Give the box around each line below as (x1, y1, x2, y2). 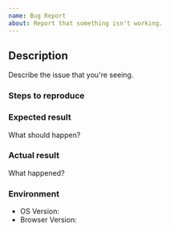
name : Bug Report (8, 11, 67, 20)
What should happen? (8, 130, 81, 140)
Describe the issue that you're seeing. (8, 70, 134, 80)
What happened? (8, 168, 66, 177)
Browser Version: (19, 215, 78, 225)
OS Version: (19, 206, 60, 217)
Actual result (8, 150, 60, 161)
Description (8, 49, 68, 63)
